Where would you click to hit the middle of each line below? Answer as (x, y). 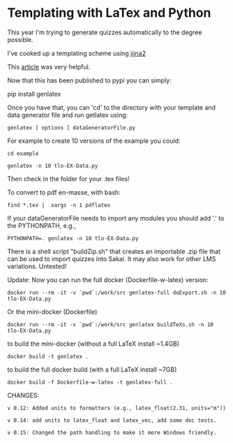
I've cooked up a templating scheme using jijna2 (77, 53)
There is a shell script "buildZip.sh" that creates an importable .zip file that (114, 251)
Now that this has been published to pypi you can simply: (90, 80)
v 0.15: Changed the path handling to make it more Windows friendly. (112, 433)
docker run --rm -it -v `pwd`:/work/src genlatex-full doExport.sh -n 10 (117, 293)
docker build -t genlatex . (48, 356)
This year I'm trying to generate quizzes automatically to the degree (105, 32)
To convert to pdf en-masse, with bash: (64, 192)
